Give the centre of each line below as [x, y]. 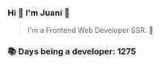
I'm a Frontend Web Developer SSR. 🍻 [91, 30]
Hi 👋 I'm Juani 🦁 [39, 13]
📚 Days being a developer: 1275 [72, 51]
